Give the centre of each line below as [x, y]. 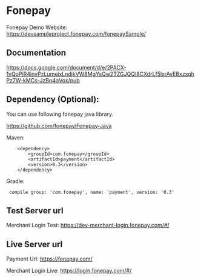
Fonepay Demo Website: [37, 27]
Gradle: [15, 181]
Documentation [36, 53]
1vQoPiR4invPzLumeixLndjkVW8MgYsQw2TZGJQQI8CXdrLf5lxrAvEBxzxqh [100, 74]
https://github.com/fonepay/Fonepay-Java [59, 125]
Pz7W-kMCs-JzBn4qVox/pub [43, 80]
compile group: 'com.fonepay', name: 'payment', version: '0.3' [91, 192]
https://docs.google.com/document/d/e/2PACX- [66, 67]
